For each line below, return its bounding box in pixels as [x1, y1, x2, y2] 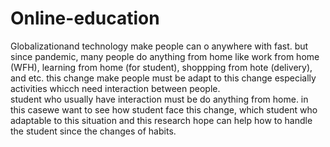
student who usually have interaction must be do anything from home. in [10, 93, 309, 105]
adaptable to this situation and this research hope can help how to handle [10, 114, 313, 126]
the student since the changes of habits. [10, 125, 177, 137]
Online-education [10, 7, 160, 30]
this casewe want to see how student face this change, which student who [10, 103, 318, 116]
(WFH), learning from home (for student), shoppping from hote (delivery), [10, 61, 313, 73]
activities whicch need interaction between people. [10, 82, 221, 94]
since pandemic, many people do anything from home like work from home [10, 50, 320, 62]
